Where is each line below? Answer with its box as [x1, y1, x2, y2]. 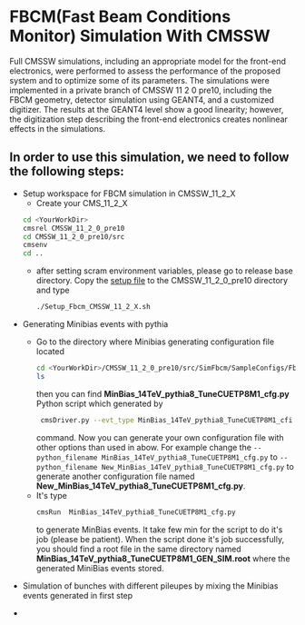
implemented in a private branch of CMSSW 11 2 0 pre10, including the [9, 84, 272, 95]
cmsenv [22, 241, 48, 250]
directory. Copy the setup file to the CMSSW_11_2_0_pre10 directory [35, 275, 289, 286]
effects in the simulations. [9, 123, 106, 134]
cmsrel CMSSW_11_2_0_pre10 [22, 223, 125, 233]
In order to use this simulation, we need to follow [9, 150, 290, 165]
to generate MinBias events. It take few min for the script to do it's [35, 524, 283, 535]
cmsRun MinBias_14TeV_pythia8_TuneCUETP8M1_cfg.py [35, 507, 236, 517]
